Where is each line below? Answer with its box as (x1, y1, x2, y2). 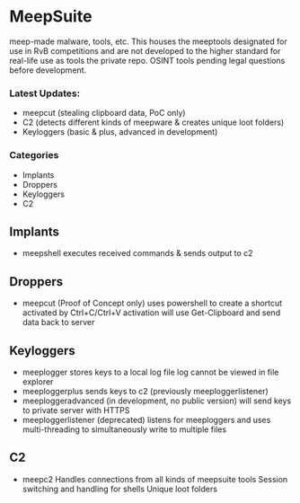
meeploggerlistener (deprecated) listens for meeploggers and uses (22, 414, 271, 425)
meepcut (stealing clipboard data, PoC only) (22, 108, 186, 119)
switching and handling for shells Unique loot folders (22, 483, 218, 494)
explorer (22, 375, 54, 387)
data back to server (22, 317, 95, 328)
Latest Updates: (9, 87, 81, 100)
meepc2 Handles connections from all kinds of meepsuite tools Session (22, 473, 288, 484)
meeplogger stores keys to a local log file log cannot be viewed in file (22, 366, 279, 377)
